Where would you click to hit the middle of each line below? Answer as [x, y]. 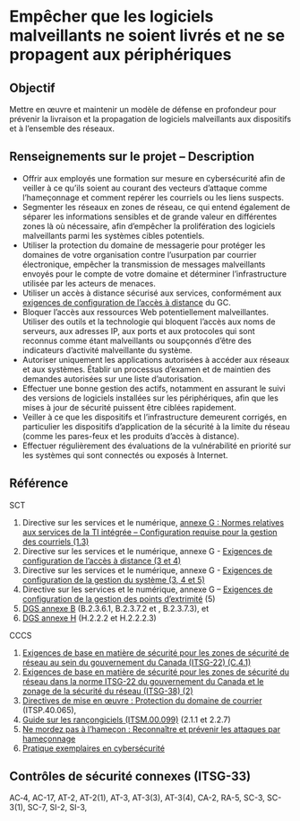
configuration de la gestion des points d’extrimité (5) [119, 598]
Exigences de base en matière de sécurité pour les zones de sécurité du [155, 672]
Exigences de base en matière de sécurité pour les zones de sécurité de [155, 652]
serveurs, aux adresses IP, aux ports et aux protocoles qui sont [138, 331]
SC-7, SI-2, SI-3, [57, 808]
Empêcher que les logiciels [111, 17]
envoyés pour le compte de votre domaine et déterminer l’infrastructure [154, 274]
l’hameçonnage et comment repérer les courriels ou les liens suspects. [153, 197]
